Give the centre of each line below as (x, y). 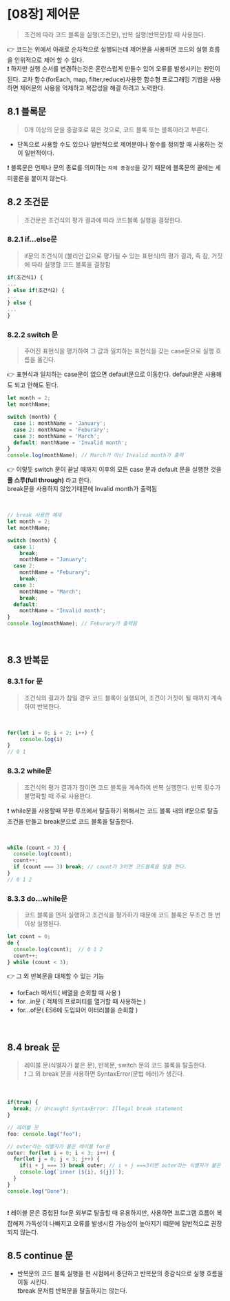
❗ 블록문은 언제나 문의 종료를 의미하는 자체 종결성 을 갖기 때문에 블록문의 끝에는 (111, 167)
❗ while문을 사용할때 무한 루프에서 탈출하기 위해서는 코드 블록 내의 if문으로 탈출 (113, 811)
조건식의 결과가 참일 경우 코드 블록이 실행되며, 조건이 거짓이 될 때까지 (117, 698)
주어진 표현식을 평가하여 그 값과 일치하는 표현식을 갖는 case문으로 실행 (119, 351)
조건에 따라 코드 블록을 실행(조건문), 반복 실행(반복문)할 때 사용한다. (115, 34)
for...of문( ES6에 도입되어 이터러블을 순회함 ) (77, 1010)
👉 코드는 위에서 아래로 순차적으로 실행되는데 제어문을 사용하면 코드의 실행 (107, 49)
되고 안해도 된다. (36, 385)
